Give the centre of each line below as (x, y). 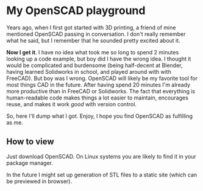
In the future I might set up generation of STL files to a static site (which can (102, 175)
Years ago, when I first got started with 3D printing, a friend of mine (91, 27)
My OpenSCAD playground (76, 11)
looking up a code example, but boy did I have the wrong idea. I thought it (99, 59)
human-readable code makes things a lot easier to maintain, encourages (98, 98)
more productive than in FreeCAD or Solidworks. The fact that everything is (101, 91)
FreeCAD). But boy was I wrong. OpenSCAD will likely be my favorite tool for (102, 78)
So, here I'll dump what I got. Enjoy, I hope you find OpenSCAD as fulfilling (100, 116)
